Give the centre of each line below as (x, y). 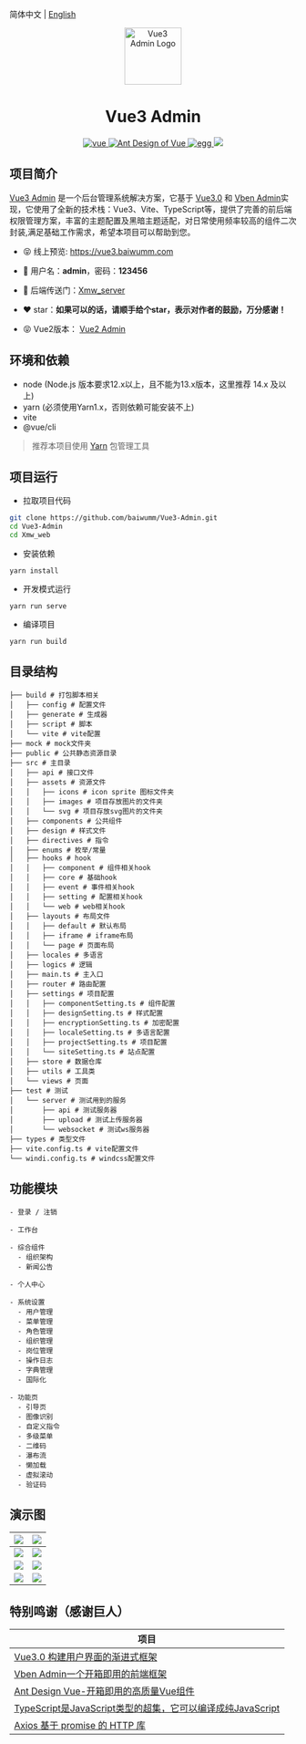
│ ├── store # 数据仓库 (56, 1062)
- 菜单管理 (36, 1322)
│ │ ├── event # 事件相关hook (72, 887)
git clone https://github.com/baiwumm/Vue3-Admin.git (114, 518)
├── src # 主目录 (40, 763)
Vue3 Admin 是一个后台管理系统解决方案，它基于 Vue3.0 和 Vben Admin (145, 197)
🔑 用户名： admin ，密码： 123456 (85, 270)
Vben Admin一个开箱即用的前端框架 (91, 1675)
